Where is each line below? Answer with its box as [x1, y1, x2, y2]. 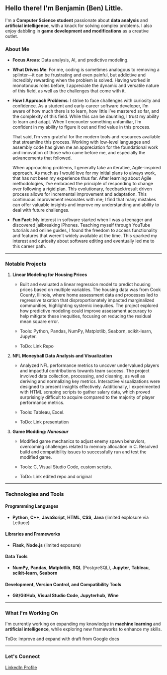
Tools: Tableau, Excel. [19, 409, 65, 415]
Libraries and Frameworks [5, 531, 61, 537]
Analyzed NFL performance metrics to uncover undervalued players [19, 362, 160, 368]
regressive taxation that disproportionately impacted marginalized [19, 297, 155, 304]
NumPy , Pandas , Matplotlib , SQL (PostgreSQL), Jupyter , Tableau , [12, 564, 150, 571]
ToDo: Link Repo [19, 343, 54, 349]
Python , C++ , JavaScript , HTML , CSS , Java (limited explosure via [12, 514, 149, 520]
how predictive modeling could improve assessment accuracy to [19, 308, 152, 314]
